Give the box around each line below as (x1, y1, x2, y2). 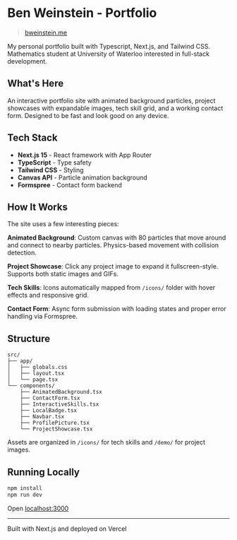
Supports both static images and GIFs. (7, 270, 119, 278)
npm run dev (7, 491, 42, 498)
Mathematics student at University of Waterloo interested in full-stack (7, 49, 210, 58)
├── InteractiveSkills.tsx (20, 401, 99, 408)
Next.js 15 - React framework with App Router (17, 151, 152, 159)
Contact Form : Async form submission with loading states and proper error (7, 305, 227, 313)
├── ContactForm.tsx (20, 394, 80, 402)
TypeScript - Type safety (17, 158, 92, 167)
